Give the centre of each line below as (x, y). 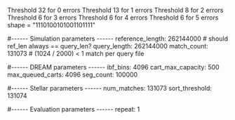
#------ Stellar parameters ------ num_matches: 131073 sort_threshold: (110, 88)
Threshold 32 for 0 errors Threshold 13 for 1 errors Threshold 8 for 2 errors (115, 10)
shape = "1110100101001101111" (52, 25)
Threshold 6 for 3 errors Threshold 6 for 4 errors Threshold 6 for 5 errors (113, 18)
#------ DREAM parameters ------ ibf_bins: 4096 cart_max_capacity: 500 (113, 67)
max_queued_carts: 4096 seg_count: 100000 (73, 74)
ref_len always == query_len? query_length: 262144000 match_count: (108, 46)
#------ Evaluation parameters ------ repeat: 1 (74, 109)
